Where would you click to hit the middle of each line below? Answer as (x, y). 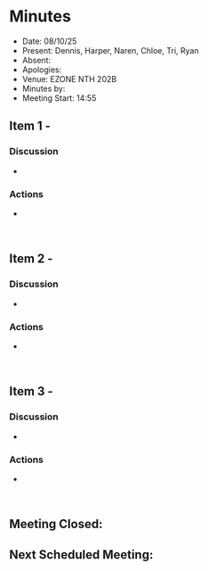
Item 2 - (31, 259)
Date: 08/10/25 (49, 41)
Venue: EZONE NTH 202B (69, 79)
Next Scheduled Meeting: (81, 554)
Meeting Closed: (56, 524)
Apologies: (42, 70)
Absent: (36, 60)
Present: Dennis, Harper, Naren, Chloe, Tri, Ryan (110, 50)
